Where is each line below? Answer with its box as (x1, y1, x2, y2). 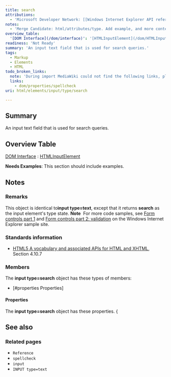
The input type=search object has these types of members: (5, 275, 132, 281)
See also (5, 323, 33, 332)
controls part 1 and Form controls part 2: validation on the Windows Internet (5, 215, 164, 222)
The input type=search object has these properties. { (5, 308, 118, 314)
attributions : (5, 12, 36, 17)
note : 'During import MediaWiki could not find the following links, (10, 74, 160, 79)
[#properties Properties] (12, 285, 64, 291)
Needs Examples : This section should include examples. (5, 163, 125, 169)
